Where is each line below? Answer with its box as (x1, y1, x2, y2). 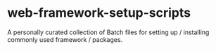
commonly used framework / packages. (7, 35, 123, 43)
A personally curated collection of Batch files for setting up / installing (7, 28, 210, 36)
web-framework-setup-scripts (7, 5, 191, 21)
